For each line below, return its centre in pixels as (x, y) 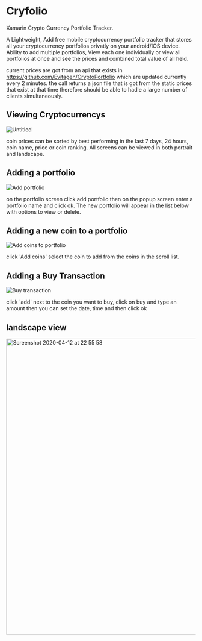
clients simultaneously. (35, 96)
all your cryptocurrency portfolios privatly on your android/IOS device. (93, 46)
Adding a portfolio (41, 173)
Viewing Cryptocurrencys (56, 115)
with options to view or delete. (44, 211)
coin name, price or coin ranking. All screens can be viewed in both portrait (99, 147)
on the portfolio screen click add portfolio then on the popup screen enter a (99, 199)
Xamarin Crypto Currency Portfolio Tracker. (60, 28)
